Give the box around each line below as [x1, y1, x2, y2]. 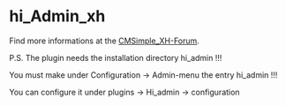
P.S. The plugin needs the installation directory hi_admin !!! [9, 52, 222, 63]
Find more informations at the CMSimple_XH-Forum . [9, 35, 200, 46]
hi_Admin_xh [9, 6, 106, 26]
